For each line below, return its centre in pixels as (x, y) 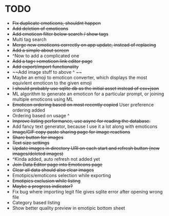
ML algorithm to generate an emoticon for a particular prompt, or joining (88, 94)
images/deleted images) (38, 154)
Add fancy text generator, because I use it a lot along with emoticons (85, 126)
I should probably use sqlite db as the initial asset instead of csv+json (86, 88)
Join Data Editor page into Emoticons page (57, 164)
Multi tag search (29, 39)
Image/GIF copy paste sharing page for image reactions (71, 132)
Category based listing (36, 202)
